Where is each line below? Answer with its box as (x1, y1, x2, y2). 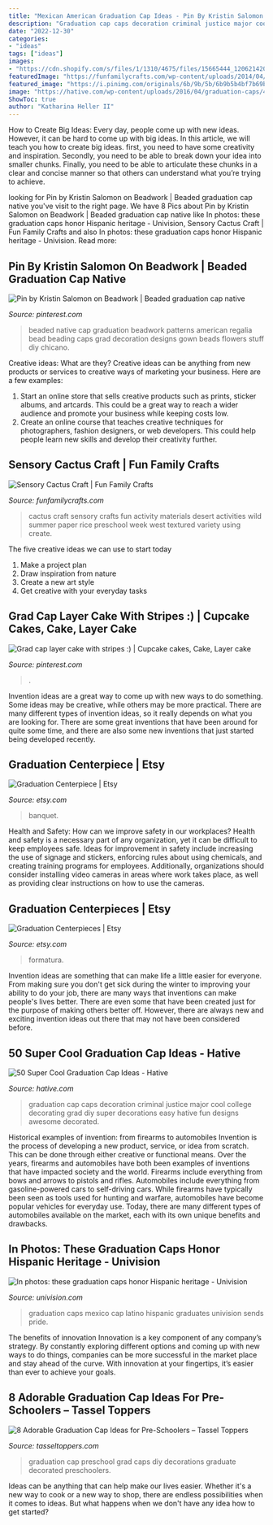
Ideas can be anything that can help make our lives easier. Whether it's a (8, 1481, 252, 1491)
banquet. (28, 811, 59, 821)
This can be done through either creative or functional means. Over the (8, 1150, 247, 1159)
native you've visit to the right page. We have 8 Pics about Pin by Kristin (8, 201, 249, 211)
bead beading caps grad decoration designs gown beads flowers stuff (28, 333, 264, 343)
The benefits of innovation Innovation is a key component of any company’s (8, 1332, 262, 1342)
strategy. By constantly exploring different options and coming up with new (8, 1341, 260, 1351)
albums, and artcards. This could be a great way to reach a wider (19, 399, 239, 409)
